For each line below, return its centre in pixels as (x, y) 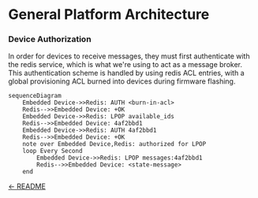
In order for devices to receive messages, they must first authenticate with (129, 56)
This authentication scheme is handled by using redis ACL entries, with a (126, 73)
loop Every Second (52, 151)
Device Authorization (50, 39)
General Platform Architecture (109, 15)
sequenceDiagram (35, 96)
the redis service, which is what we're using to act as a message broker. (125, 65)
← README (27, 186)
